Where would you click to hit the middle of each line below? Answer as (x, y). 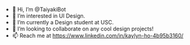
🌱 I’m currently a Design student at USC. (63, 22)
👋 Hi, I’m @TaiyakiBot (39, 9)
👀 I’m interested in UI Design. (49, 16)
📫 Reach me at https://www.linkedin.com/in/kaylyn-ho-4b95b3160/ (98, 36)
